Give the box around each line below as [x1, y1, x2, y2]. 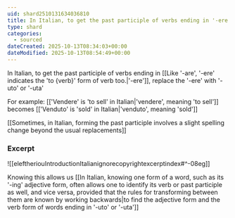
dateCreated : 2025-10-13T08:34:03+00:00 [7, 43, 128, 50]
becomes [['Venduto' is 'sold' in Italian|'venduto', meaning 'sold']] [7, 105, 198, 113]
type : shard [7, 23, 42, 30]
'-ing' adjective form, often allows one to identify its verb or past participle [7, 181, 223, 189]
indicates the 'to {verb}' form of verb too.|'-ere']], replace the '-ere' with [7, 76, 217, 84]
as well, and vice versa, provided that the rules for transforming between [7, 188, 218, 197]
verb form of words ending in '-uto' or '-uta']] [7, 203, 139, 212]
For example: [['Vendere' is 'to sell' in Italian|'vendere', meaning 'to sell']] [7, 97, 220, 105]
